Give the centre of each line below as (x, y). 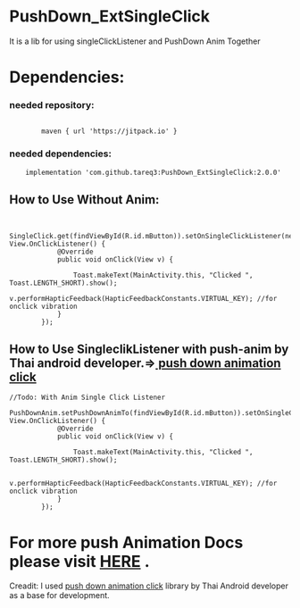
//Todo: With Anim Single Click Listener (87, 398)
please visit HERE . (79, 561)
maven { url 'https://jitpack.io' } (109, 131)
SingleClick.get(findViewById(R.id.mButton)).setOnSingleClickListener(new (153, 236)
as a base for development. (59, 596)
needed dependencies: (60, 154)
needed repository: (52, 105)
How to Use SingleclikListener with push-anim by (149, 349)
